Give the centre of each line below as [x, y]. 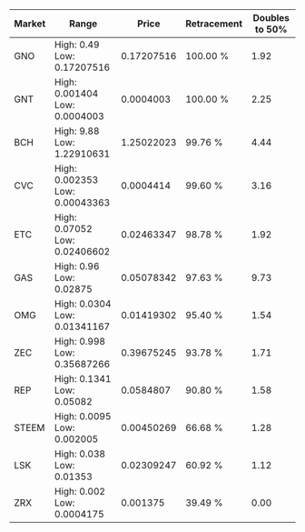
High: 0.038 [80, 454]
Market [30, 24]
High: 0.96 [77, 266]
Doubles [271, 18]
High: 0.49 [77, 45]
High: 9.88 [77, 131]
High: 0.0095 [83, 416]
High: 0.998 [80, 341]
